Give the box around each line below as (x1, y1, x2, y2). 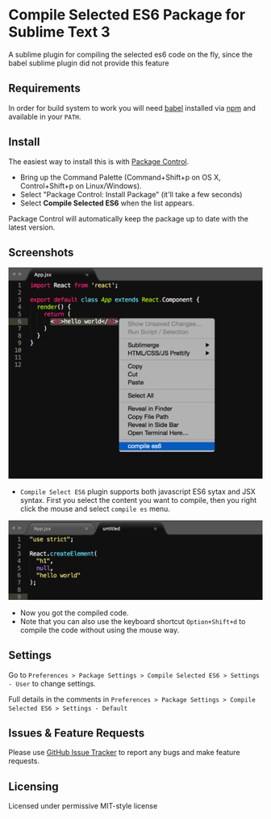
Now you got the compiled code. (19, 608, 129, 618)
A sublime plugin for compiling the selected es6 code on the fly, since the (8, 49, 252, 59)
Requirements (8, 82, 81, 95)
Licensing (8, 779, 59, 793)
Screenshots (8, 245, 74, 260)
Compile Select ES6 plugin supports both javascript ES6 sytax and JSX (19, 487, 256, 496)
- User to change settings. (8, 678, 97, 688)
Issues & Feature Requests (8, 726, 145, 740)
